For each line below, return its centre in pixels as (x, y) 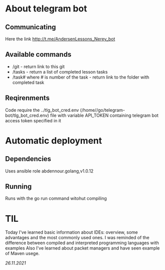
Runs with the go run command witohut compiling (56, 198)
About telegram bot (46, 9)
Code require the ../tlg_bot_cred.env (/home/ (51, 110)
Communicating (31, 27)
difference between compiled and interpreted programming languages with (82, 243)
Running (19, 187)
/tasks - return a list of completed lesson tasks (60, 72)
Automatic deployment (54, 140)
